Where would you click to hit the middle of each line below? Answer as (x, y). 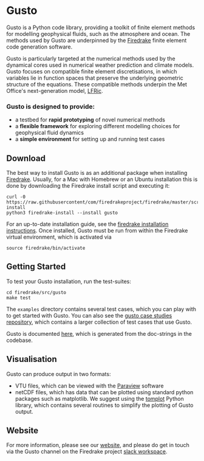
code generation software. (39, 47)
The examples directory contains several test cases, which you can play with (101, 309)
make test (19, 298)
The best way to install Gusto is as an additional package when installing (97, 173)
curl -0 (16, 197)
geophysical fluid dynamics (49, 133)
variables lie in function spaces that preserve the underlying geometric (95, 78)
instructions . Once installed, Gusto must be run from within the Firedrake (97, 231)
